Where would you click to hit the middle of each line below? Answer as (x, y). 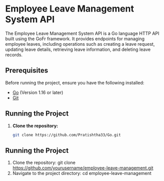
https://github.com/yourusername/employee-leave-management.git (83, 168)
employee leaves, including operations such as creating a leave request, (80, 44)
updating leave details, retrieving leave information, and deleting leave (78, 49)
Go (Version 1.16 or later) (38, 92)
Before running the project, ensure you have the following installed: (75, 82)
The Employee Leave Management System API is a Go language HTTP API (82, 33)
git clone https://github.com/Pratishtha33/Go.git (67, 135)
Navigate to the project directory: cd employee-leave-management (82, 173)
